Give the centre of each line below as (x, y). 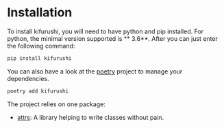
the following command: (41, 46)
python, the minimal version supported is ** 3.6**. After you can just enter (112, 38)
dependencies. (28, 78)
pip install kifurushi (39, 58)
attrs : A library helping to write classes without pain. (90, 117)
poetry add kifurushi (38, 91)
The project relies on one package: (57, 104)
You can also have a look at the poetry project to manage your (95, 71)
